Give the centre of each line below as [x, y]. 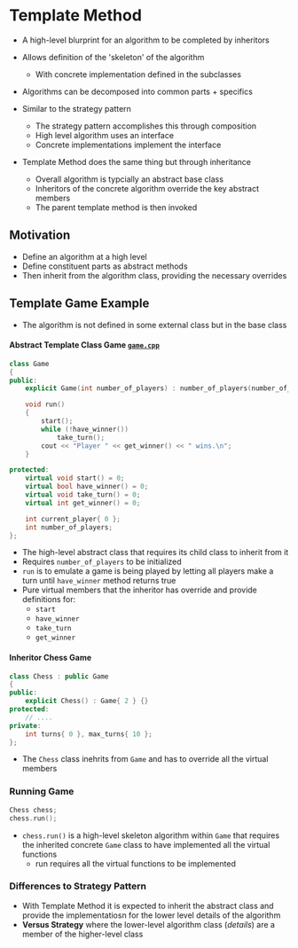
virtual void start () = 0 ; [75, 478]
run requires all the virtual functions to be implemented [136, 863]
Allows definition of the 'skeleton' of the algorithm [113, 57]
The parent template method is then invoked [116, 207]
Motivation [40, 235]
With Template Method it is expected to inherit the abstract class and [148, 905]
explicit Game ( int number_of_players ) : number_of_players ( [138, 388]
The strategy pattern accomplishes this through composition [146, 126]
